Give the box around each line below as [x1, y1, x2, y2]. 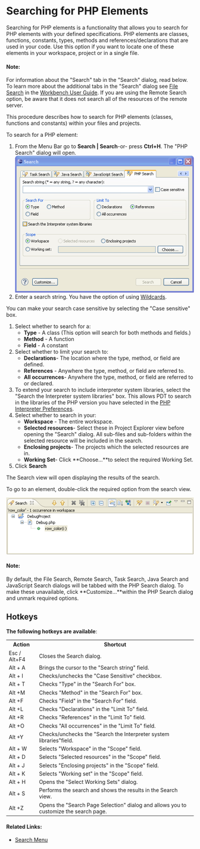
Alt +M [8, 689, 26, 696]
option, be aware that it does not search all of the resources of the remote [6, 96, 187, 103]
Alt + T [8, 681, 26, 688]
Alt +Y [8, 734, 24, 741]
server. [6, 102, 24, 109]
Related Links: [6, 823, 42, 830]
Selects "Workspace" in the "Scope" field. [39, 745, 142, 752]
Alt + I [8, 672, 24, 679]
